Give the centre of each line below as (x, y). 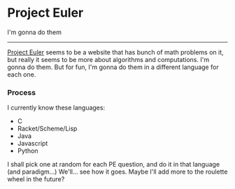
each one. (22, 74)
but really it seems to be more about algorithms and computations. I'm (108, 59)
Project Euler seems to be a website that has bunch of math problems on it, (115, 52)
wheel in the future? (36, 179)
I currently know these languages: (56, 108)
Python (28, 151)
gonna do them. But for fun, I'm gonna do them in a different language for (113, 67)
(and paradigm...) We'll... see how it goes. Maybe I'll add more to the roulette (117, 172)
